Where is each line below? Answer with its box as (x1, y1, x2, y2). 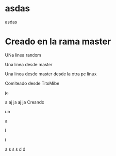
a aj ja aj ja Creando (5, 99, 45, 105)
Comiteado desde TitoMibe (5, 80, 60, 86)
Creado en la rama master (5, 36, 111, 47)
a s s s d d (5, 146, 26, 152)
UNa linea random (5, 52, 41, 58)
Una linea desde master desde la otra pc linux (5, 71, 97, 77)
